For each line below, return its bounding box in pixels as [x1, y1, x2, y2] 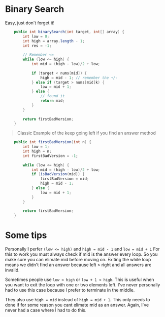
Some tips [5, 230, 47, 241]
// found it [40, 94, 65, 99]
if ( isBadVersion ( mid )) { [31, 172, 85, 177]
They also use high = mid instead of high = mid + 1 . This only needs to [5, 297, 150, 303]
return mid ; [40, 98, 65, 103]
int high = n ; [23, 149, 52, 154]
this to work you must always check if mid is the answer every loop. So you [5, 251, 158, 257]
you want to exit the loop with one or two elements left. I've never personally [5, 282, 160, 288]
